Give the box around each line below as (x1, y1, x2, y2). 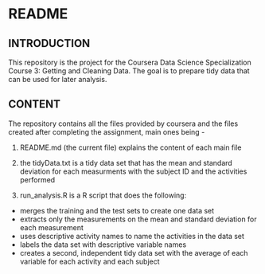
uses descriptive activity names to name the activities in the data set (19, 231, 245, 241)
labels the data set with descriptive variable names (19, 240, 187, 249)
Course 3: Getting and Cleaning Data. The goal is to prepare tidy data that (8, 66, 250, 76)
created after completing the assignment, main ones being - (8, 127, 205, 136)
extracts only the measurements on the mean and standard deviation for (19, 214, 257, 224)
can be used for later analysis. (8, 75, 107, 84)
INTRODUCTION (8, 37, 91, 50)
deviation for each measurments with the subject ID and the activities (19, 166, 247, 176)
